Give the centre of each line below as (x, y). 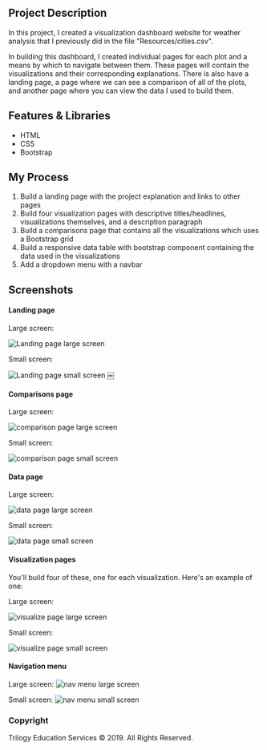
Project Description (58, 13)
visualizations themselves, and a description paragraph (111, 222)
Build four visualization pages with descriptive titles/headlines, (123, 214)
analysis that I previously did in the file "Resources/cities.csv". (111, 41)
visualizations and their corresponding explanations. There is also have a (129, 73)
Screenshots (41, 290)
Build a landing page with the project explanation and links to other (130, 196)
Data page (26, 477)
